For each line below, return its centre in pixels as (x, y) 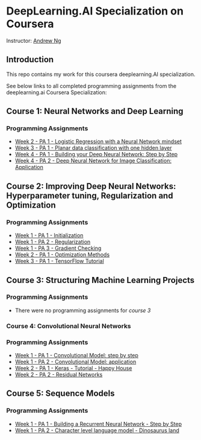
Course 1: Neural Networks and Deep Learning (95, 111)
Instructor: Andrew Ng (34, 40)
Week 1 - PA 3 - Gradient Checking (58, 248)
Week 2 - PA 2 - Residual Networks (59, 375)
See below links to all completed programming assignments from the (91, 86)
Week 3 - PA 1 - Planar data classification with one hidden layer (93, 148)
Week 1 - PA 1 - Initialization (49, 235)
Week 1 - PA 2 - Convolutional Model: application (76, 362)
